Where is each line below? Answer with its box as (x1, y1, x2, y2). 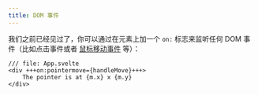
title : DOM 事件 (8, 11, 59, 20)
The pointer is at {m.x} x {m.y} (22, 73, 133, 81)
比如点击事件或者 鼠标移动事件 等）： (21, 44, 140, 53)
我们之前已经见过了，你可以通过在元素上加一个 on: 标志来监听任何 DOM (8, 34, 242, 43)
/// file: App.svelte (8, 60, 80, 68)
